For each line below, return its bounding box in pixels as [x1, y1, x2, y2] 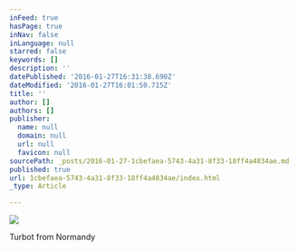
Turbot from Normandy [9, 232, 96, 243]
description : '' [9, 64, 71, 73]
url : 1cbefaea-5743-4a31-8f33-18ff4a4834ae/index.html [9, 173, 221, 182]
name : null [17, 123, 59, 132]
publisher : [9, 114, 51, 123]
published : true [9, 165, 71, 174]
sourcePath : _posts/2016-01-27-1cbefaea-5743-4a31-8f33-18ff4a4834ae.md [9, 156, 290, 166]
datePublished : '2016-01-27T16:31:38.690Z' [9, 72, 177, 82]
